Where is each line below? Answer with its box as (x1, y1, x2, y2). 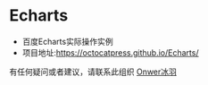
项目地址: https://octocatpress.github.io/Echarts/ (21, 47, 199, 58)
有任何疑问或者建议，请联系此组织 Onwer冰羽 (9, 66, 177, 77)
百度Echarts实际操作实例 (21, 36, 113, 47)
